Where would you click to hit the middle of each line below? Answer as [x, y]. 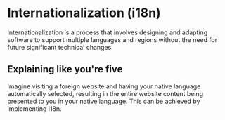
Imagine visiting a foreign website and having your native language [104, 86]
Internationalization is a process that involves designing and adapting [108, 32]
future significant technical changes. [60, 47]
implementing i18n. [34, 108]
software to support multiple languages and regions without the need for [112, 39]
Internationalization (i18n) [84, 13]
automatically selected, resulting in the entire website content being [105, 93]
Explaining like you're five [65, 69]
